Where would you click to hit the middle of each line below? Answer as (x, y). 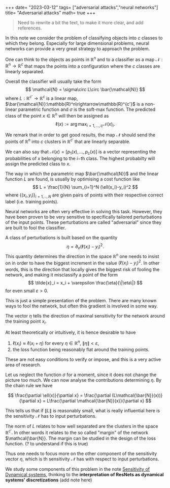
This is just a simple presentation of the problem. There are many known (81, 301)
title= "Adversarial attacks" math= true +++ (50, 13)
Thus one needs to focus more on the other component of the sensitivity (81, 454)
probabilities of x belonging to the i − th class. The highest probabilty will (80, 158)
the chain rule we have (29, 386)
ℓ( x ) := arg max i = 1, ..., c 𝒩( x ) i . (85, 124)
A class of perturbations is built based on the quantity (61, 237)
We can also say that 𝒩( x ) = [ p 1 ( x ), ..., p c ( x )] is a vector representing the (81, 152)
